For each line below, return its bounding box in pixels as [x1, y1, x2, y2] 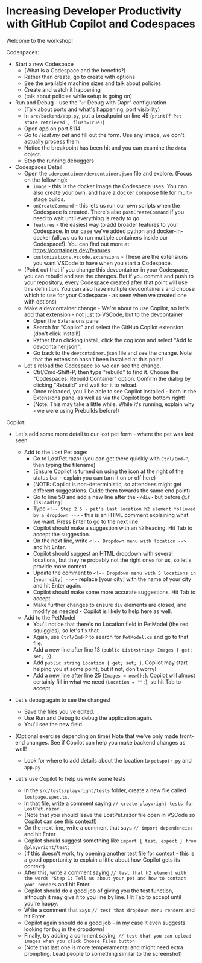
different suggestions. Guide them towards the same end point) [33, 487, 191, 494]
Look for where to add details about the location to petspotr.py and [24, 757, 192, 764]
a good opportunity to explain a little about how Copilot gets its [24, 856, 180, 863]
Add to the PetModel [24, 614, 75, 621]
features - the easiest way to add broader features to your [33, 221, 179, 228]
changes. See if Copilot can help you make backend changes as [26, 739, 186, 746]
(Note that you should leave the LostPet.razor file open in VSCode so [24, 811, 195, 818]
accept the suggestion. [33, 530, 90, 538]
